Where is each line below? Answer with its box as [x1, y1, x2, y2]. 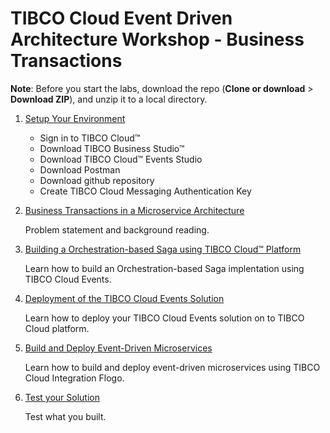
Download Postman [39, 163, 121, 176]
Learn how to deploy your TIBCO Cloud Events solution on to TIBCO [24, 312, 305, 324]
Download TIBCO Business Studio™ [39, 142, 185, 154]
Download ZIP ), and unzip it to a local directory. [10, 93, 208, 105]
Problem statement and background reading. [24, 223, 210, 236]
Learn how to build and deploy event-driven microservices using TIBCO [24, 361, 321, 373]
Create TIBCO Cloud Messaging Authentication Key [39, 185, 252, 197]
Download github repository [39, 174, 155, 186]
